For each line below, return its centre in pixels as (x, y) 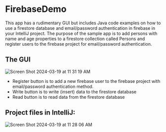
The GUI (18, 60)
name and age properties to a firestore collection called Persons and (75, 39)
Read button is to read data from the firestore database (68, 97)
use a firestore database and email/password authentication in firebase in (80, 28)
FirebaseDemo (36, 9)
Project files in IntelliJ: (40, 113)
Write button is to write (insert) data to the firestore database (74, 92)
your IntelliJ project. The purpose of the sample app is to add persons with (81, 33)
